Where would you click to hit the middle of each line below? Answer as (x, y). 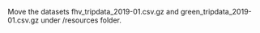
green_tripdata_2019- (216, 12)
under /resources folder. (81, 20)
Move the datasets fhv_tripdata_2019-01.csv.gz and (93, 12)
